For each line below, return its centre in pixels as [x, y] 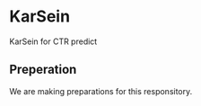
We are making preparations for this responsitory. [101, 91]
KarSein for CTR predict [53, 41]
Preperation [43, 70]
